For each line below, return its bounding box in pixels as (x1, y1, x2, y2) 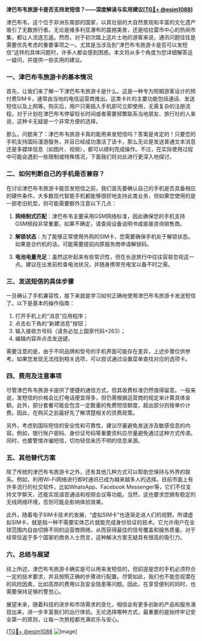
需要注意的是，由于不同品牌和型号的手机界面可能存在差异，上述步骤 (6, 348, 175, 355)
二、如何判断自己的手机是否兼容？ (6, 170, 105, 178)
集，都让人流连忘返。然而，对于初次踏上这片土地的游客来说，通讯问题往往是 (6, 34, 196, 41)
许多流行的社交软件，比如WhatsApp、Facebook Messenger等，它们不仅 (6, 483, 186, 490)
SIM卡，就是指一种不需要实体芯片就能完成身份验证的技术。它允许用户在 (11, 519, 190, 526)
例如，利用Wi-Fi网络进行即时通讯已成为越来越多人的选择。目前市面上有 (16, 476, 194, 483)
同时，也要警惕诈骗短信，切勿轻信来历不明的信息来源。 (6, 437, 143, 445)
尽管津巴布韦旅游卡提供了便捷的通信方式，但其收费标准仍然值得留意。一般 (6, 387, 191, 394)
